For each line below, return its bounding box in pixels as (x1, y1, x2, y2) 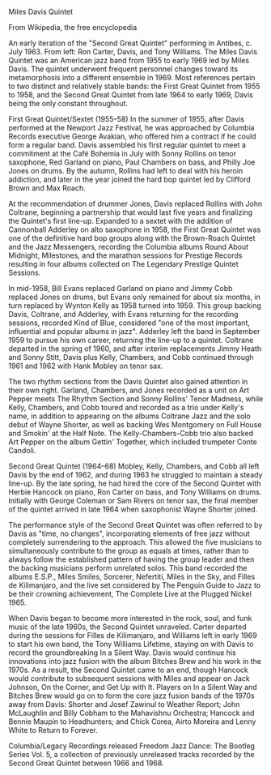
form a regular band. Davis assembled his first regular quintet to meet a (8, 140, 247, 149)
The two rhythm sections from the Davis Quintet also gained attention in (8, 377, 248, 386)
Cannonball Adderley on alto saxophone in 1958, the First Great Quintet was (8, 225, 261, 234)
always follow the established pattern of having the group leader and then (8, 554, 255, 564)
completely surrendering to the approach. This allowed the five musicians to (8, 537, 262, 546)
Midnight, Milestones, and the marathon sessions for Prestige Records (8, 250, 243, 260)
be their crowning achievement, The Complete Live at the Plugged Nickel (8, 589, 252, 598)
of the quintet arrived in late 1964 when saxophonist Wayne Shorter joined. (8, 504, 258, 514)
